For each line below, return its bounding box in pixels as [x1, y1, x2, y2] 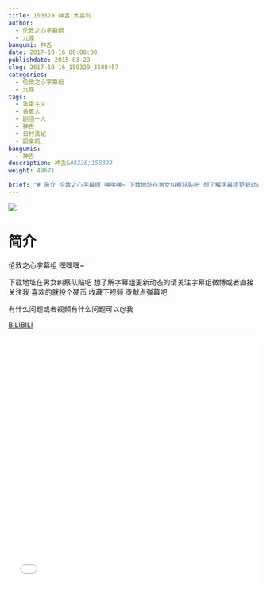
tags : [8, 93, 26, 101]
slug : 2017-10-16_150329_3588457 [8, 64, 119, 71]
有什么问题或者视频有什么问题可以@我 [8, 303, 133, 314]
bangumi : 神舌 [8, 41, 53, 49]
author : [8, 19, 34, 27]
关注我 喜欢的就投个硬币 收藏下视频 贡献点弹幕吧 [8, 287, 168, 296]
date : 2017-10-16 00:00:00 [8, 48, 98, 56]
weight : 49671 [8, 167, 56, 175]
